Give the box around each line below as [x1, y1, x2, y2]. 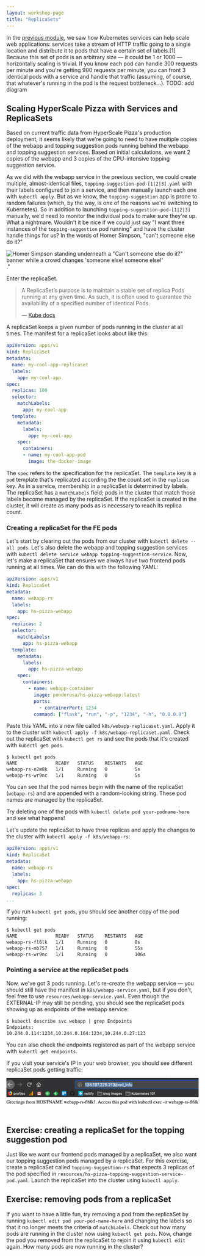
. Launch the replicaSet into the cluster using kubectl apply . [28, 1176, 179, 1184]
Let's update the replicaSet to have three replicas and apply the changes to [6, 826, 195, 833]
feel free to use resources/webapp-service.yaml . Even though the [6, 992, 170, 1000]
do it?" [6, 238, 23, 245]
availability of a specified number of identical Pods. [21, 300, 151, 307]
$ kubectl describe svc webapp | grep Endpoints [6, 1018, 132, 1024]
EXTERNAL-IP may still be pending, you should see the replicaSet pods [6, 999, 185, 1006]
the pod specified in [6, 1170, 57, 1177]
